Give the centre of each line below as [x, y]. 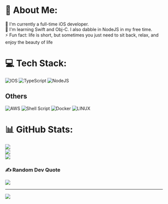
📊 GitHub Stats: [39, 129]
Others [16, 96]
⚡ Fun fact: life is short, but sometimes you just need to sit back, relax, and [82, 35]
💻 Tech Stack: [36, 63]
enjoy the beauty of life [29, 42]
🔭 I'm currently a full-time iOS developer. [47, 24]
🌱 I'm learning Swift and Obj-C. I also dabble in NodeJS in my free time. [79, 29]
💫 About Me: [31, 10]
